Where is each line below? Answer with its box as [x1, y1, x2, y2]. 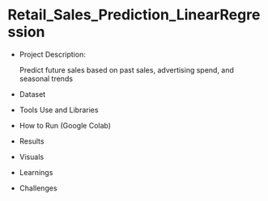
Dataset [19, 89, 46, 98]
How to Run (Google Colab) [19, 120, 111, 130]
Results [19, 136, 45, 146]
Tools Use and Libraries [19, 105, 99, 115]
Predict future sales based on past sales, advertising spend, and [19, 65, 234, 74]
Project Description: [19, 49, 86, 59]
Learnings [19, 167, 53, 177]
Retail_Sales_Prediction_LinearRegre [7, 6, 261, 24]
